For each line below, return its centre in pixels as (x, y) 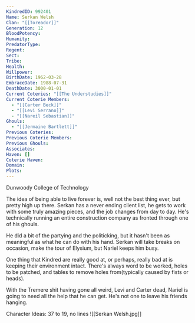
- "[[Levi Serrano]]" (38, 110)
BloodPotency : (24, 34)
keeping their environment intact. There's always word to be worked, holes (97, 266)
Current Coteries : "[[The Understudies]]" (59, 94)
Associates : (21, 149)
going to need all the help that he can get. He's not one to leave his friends (97, 296)
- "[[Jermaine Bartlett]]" (44, 127)
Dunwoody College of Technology (48, 187)
